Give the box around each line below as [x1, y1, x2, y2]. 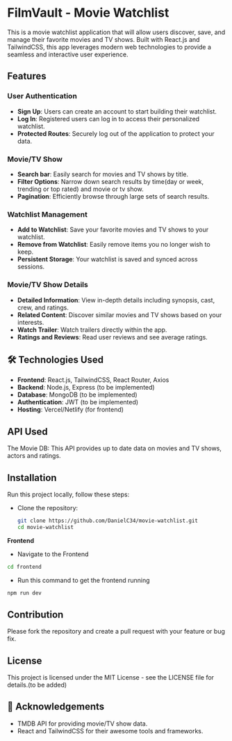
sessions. [17, 263, 45, 271]
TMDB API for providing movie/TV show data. [17, 719, 148, 728]
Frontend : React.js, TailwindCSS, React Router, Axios [17, 376, 169, 384]
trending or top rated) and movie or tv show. [17, 185, 144, 193]
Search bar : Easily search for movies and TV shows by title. [17, 169, 189, 178]
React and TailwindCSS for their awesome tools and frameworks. [17, 726, 204, 735]
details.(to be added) [7, 681, 67, 689]
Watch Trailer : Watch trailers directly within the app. [17, 326, 167, 334]
